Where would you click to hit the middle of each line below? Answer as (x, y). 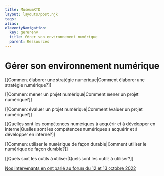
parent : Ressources (29, 42)
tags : (11, 19)
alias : (12, 23)
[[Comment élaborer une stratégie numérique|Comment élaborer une (75, 80)
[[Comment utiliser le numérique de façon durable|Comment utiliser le (76, 144)
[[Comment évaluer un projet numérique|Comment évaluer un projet (74, 109)
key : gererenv (24, 32)
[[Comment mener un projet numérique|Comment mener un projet (72, 94)
